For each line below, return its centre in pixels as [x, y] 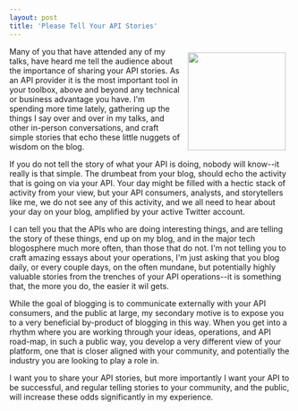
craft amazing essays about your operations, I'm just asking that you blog [145, 257]
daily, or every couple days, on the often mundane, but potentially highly [142, 267]
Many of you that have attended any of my [87, 51]
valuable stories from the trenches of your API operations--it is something [145, 276]
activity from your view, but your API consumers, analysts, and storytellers [146, 193]
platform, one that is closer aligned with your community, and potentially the [149, 351]
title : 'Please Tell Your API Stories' [84, 26]
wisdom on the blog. [47, 146]
